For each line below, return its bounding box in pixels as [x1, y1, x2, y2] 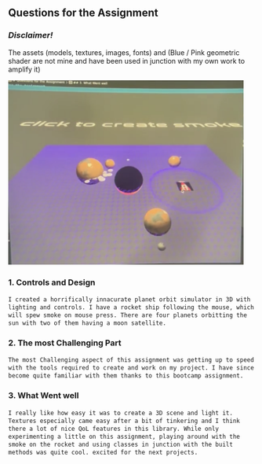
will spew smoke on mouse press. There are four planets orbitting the [8, 311, 247, 319]
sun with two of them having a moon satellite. [8, 319, 167, 327]
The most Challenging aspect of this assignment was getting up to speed [8, 356, 255, 364]
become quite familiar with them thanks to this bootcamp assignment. [8, 372, 244, 380]
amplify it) [8, 64, 41, 74]
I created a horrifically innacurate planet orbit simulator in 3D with [8, 295, 251, 304]
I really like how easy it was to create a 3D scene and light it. [8, 409, 234, 417]
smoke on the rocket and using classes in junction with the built [8, 440, 234, 448]
